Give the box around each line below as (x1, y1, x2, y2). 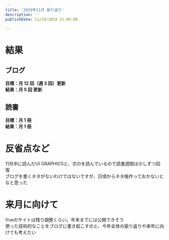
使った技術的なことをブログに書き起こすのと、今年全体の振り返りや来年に (5, 223, 160, 229)
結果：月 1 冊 (5, 124, 32, 130)
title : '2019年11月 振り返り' (5, 7, 64, 13)
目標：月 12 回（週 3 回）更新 (5, 80, 66, 86)
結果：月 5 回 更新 (5, 87, 42, 93)
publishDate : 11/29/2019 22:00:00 (5, 17, 78, 22)
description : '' (5, 12, 39, 17)
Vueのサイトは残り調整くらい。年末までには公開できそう (5, 217, 125, 223)
